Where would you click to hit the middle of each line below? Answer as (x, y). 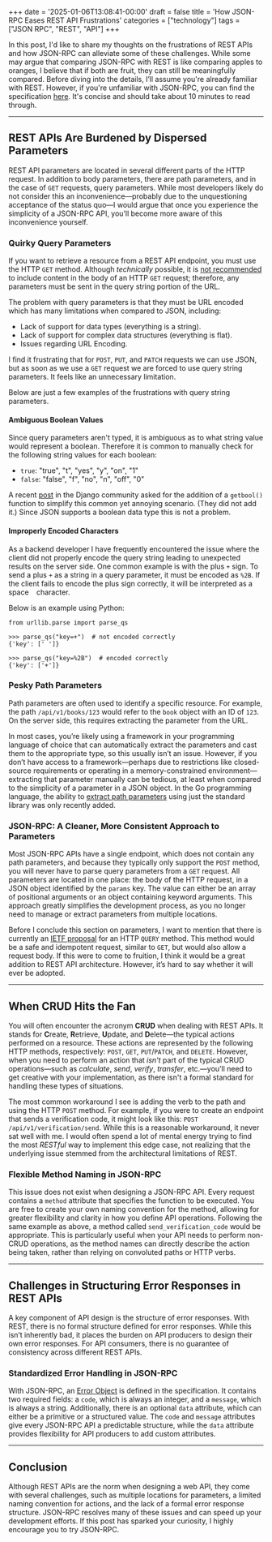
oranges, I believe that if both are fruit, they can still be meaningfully (122, 71)
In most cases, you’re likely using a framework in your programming (121, 736)
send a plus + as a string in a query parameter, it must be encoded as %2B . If (134, 574)
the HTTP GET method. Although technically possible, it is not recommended (135, 269)
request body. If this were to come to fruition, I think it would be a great (127, 956)
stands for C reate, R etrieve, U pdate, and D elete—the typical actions (121, 1034)
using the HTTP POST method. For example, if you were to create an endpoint (136, 1110)
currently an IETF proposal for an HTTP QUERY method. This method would (132, 939)
